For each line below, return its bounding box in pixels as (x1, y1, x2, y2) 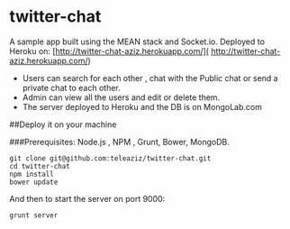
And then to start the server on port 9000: (9, 193, 166, 204)
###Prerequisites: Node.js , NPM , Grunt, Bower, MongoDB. (9, 136, 230, 147)
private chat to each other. (22, 82, 122, 93)
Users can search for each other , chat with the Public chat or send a (22, 72, 278, 83)
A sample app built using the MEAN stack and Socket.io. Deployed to (9, 36, 266, 47)
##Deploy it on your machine (9, 119, 117, 130)
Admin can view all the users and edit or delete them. (22, 92, 221, 103)
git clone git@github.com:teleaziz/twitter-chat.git (9, 153, 212, 163)
